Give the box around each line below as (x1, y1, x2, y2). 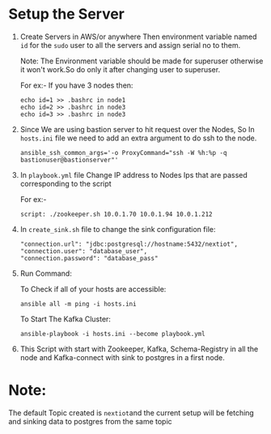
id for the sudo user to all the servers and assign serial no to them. (19, 40, 241, 49)
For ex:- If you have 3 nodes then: (19, 80, 133, 90)
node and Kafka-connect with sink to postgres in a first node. (19, 352, 225, 362)
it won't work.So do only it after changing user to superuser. (19, 64, 221, 74)
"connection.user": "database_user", (19, 247, 148, 256)
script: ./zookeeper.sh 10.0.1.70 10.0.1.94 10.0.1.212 (19, 210, 213, 218)
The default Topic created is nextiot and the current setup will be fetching (8, 407, 255, 418)
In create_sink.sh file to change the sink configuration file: (19, 224, 216, 234)
